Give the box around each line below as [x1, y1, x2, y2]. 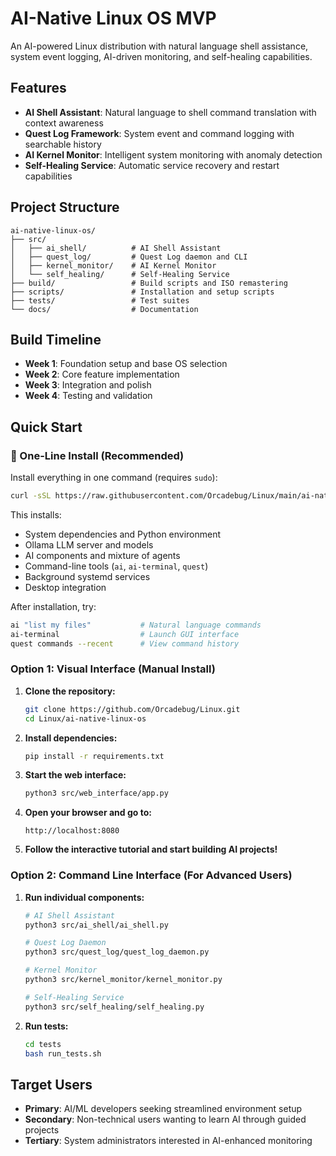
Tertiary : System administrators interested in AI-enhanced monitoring [24, 1135, 313, 1147]
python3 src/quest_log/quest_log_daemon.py [24, 947, 210, 957]
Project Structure [10, 199, 120, 216]
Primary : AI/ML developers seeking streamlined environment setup [24, 1103, 303, 1115]
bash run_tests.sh [24, 1048, 102, 1059]
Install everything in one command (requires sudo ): [10, 472, 218, 484]
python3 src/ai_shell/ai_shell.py [24, 920, 169, 930]
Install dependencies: [24, 732, 118, 744]
